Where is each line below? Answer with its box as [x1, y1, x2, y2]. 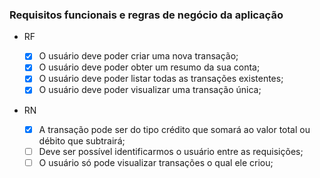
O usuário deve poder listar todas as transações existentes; [38, 73, 284, 85]
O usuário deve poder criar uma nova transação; [38, 50, 239, 62]
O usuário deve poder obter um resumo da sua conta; [38, 61, 261, 73]
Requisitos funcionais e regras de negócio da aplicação [9, 8, 284, 22]
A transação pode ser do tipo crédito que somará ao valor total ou [38, 123, 311, 135]
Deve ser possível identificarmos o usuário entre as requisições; [38, 145, 304, 157]
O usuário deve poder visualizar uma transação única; [38, 84, 262, 96]
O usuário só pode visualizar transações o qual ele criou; [38, 156, 274, 168]
